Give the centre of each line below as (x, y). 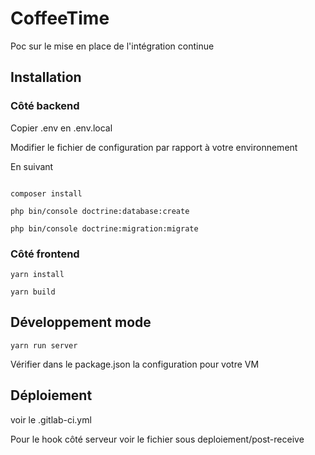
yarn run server (44, 345)
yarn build (33, 292)
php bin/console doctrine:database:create (100, 211)
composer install (46, 193)
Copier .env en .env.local (61, 128)
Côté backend (45, 106)
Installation (46, 77)
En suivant (32, 166)
